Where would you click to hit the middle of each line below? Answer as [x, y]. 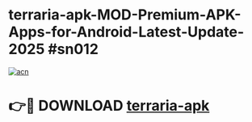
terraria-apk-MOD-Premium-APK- [125, 15]
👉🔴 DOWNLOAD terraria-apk [109, 106]
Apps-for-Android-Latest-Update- [126, 32]
